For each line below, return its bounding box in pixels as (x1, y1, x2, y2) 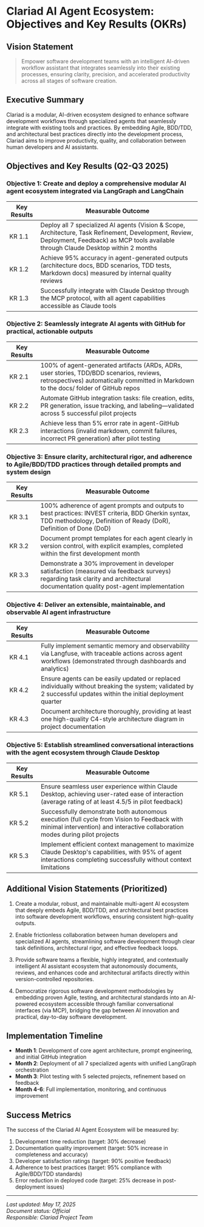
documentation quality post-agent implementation (40, 582, 185, 591)
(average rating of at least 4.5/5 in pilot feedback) (40, 797, 183, 806)
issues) (46, 1183, 65, 1190)
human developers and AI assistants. (6, 143, 99, 151)
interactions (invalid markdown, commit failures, (40, 426, 177, 435)
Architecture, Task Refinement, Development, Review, (40, 228, 193, 237)
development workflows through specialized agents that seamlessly (6, 117, 177, 124)
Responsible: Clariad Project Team (6, 1214, 93, 1221)
